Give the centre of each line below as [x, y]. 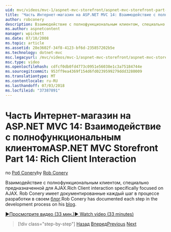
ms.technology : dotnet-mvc [34, 52]
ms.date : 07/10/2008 [27, 39]
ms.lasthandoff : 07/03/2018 [35, 85]
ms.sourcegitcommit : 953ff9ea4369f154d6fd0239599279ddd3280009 [74, 72]
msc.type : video [22, 62]
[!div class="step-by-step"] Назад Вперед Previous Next [77, 224]
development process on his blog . [41, 205]
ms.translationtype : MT [31, 76]
